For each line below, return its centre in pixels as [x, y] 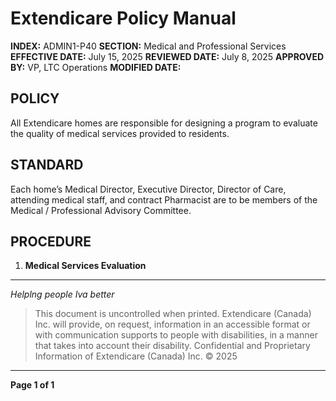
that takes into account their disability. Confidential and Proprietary [172, 346]
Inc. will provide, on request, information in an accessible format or [172, 324]
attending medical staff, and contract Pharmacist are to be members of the [164, 199]
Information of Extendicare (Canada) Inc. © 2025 [136, 356]
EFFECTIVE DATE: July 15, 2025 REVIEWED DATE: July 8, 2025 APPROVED [167, 56]
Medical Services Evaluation [85, 266]
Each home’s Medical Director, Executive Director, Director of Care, [148, 189]
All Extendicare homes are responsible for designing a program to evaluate [164, 123]
